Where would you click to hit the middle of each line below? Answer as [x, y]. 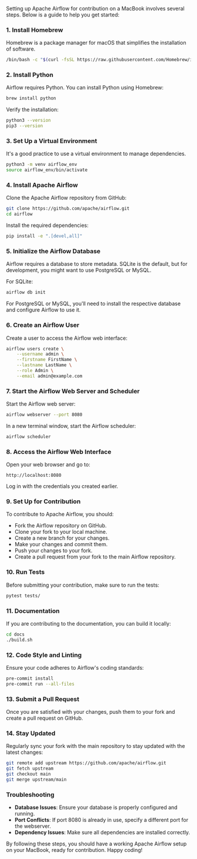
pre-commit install [30, 678]
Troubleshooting [30, 794]
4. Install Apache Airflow [42, 185]
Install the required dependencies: [47, 225]
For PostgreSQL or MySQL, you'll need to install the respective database [93, 304]
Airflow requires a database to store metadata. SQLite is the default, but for [97, 264]
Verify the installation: [32, 110]
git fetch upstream [30, 769]
